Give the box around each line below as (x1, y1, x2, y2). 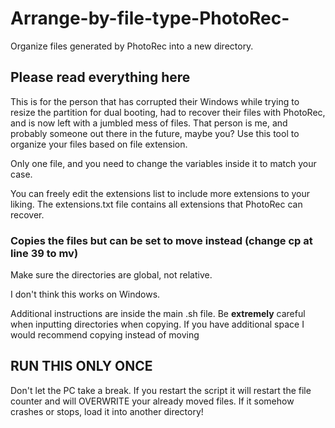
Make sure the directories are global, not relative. (10, 269, 213, 281)
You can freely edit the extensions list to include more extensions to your (10, 187, 311, 199)
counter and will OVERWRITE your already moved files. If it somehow (10, 395, 295, 407)
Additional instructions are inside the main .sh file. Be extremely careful (10, 308, 306, 320)
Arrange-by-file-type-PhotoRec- (10, 7, 290, 30)
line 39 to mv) (10, 246, 79, 260)
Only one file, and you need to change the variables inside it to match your (10, 157, 317, 169)
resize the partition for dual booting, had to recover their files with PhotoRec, (10, 106, 326, 118)
